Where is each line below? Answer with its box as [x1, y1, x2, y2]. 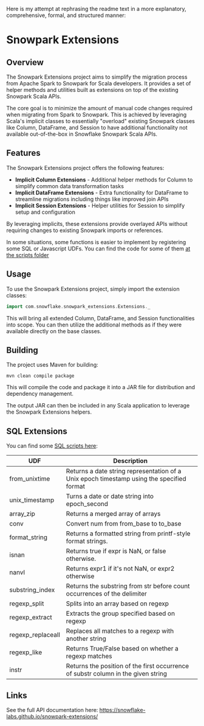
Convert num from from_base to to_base [66, 520, 182, 528]
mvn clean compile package [6, 373, 75, 379]
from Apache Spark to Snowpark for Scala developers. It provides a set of [6, 80, 191, 87]
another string [66, 635, 106, 643]
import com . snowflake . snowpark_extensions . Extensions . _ [6, 303, 151, 309]
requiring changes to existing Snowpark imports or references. [6, 227, 163, 234]
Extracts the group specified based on [66, 609, 175, 618]
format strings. [66, 537, 108, 546]
